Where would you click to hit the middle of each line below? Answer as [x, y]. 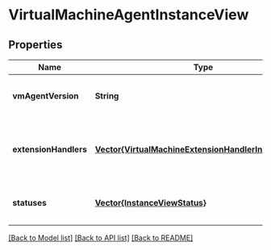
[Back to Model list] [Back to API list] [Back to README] [101, 238]
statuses [29, 203]
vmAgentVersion [46, 96]
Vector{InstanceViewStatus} [151, 203]
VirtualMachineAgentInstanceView [129, 15]
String [107, 96]
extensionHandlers [50, 149]
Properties [35, 45]
